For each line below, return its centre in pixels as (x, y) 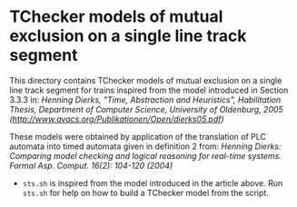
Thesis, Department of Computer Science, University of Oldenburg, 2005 (146, 109)
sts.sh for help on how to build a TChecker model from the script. (146, 192)
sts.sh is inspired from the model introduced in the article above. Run (153, 182)
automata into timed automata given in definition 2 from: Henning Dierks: (145, 146)
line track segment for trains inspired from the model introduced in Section (149, 90)
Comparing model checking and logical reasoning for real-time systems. (145, 155)
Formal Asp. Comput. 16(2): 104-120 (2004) (91, 165)
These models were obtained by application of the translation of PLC (138, 136)
